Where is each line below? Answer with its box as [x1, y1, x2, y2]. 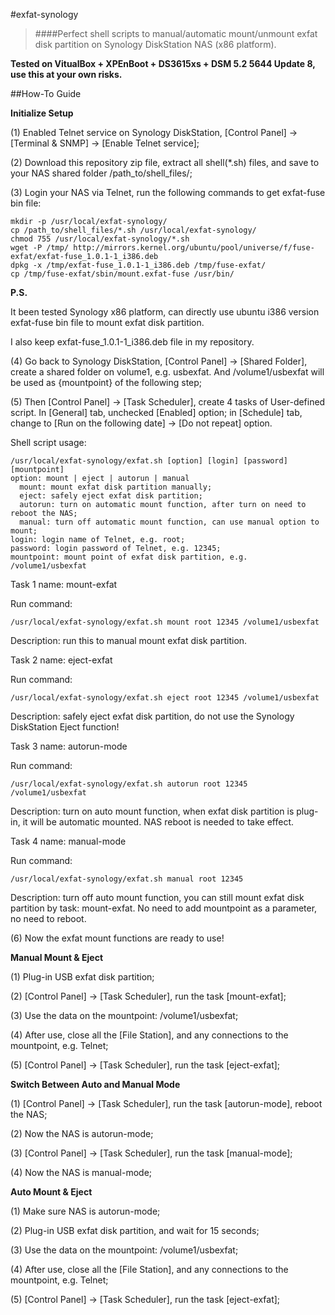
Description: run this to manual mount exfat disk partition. [10, 635, 248, 646]
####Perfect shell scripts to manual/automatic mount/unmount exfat [34, 28, 318, 39]
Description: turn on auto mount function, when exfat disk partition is [10, 805, 295, 817]
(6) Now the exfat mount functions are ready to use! [10, 932, 225, 944]
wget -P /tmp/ [10, 243, 70, 253]
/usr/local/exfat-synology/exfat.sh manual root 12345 [10, 874, 244, 884]
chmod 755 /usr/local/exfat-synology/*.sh [10, 234, 190, 244]
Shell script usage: [10, 437, 87, 448]
